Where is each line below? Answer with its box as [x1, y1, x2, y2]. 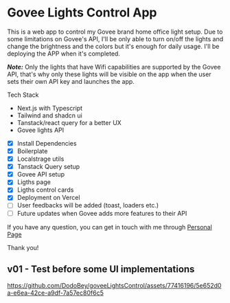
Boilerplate [16, 147, 48, 155]
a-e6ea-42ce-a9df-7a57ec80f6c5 [7, 289, 104, 297]
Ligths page [16, 178, 51, 186]
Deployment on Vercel [16, 194, 80, 202]
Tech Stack [7, 91, 39, 99]
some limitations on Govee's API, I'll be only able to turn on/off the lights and [7, 34, 224, 43]
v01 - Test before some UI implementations [7, 263, 195, 275]
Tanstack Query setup [16, 163, 80, 171]
